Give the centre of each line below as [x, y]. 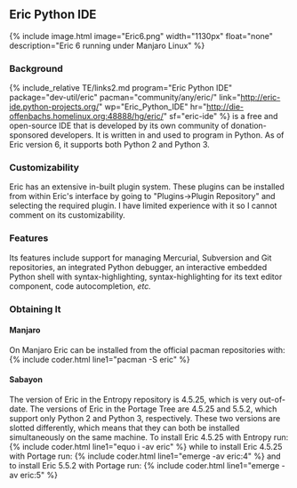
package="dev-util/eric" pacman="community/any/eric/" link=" [125, 98]
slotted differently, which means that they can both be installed [124, 428]
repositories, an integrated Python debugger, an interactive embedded [138, 267]
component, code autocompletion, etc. [80, 286]
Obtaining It [35, 308]
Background [36, 68]
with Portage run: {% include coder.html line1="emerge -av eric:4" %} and [145, 456]
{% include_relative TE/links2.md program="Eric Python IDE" [121, 88]
